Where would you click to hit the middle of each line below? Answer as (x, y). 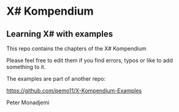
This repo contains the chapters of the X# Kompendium (77, 48)
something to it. (26, 67)
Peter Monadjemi (28, 103)
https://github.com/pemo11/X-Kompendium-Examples (74, 91)
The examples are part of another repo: (56, 79)
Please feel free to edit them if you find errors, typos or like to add (89, 60)
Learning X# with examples (60, 34)
